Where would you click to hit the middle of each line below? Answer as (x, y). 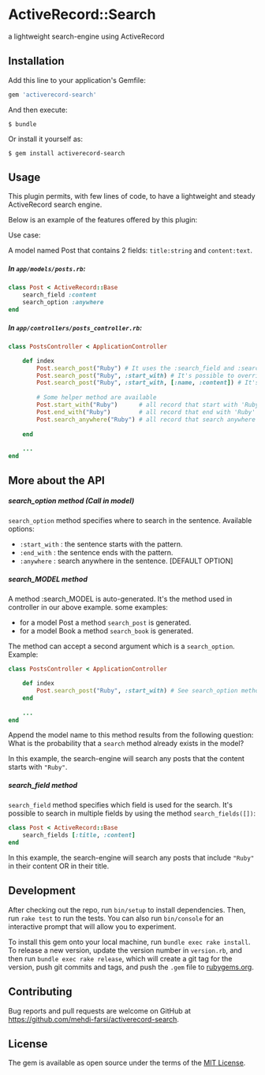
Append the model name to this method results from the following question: (131, 735)
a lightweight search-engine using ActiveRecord (86, 36)
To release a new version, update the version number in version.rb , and (125, 950)
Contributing (40, 992)
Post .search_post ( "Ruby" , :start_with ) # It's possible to (136, 375)
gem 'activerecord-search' (52, 95)
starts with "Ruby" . (38, 767)
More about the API (56, 481)
